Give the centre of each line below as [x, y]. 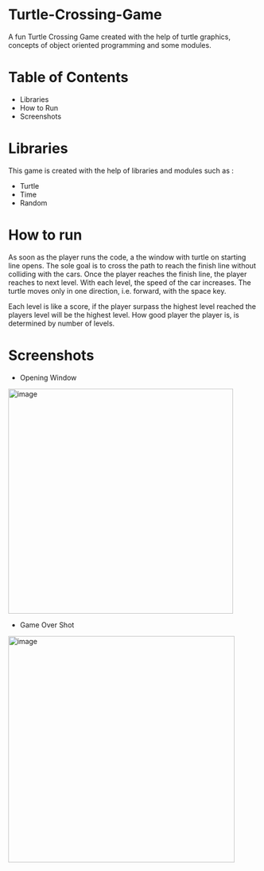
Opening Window [48, 377]
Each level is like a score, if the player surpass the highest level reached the [132, 306]
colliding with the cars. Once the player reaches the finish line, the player [128, 274]
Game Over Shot [47, 625]
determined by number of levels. [62, 323]
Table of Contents [68, 78]
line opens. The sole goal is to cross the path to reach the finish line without [132, 265]
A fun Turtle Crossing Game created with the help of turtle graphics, [119, 37]
